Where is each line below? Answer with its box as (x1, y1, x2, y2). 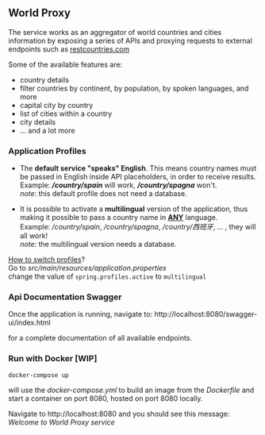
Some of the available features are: (8, 60, 123, 69)
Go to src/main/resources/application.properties (8, 264, 167, 273)
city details (19, 117, 56, 126)
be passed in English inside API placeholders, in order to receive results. (19, 172, 256, 182)
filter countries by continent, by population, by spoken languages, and (19, 83, 249, 93)
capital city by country (19, 100, 94, 110)
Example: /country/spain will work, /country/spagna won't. (19, 180, 217, 190)
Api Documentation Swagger (8, 291, 122, 302)
